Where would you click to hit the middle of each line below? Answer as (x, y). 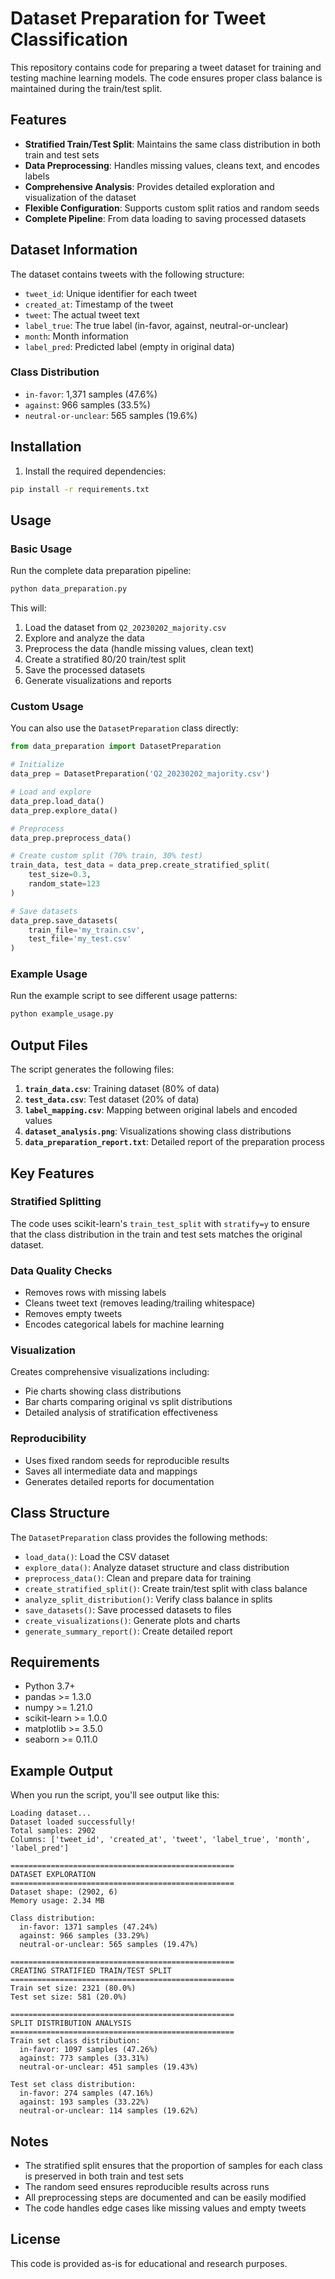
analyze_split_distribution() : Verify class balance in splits (148, 1599)
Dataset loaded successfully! (73, 1822)
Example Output (61, 1770)
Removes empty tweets (73, 1314)
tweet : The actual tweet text (82, 314)
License (35, 2239)
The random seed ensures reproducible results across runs (147, 2186)
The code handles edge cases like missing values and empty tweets (165, 2208)
